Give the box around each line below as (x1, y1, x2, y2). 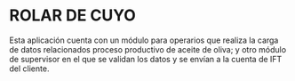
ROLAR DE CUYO (9, 5, 136, 26)
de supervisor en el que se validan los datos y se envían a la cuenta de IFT (9, 53, 283, 64)
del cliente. (9, 63, 50, 74)
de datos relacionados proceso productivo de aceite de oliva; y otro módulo (9, 44, 287, 54)
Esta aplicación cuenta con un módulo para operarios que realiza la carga (9, 35, 279, 45)
